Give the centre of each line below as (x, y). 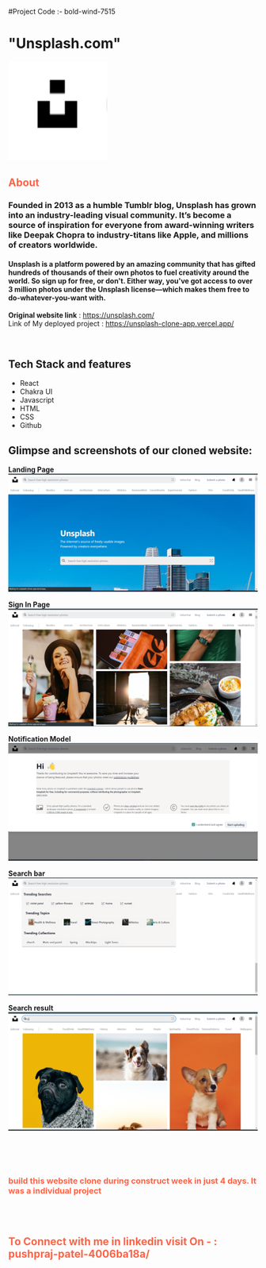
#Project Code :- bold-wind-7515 (62, 12)
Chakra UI (36, 391)
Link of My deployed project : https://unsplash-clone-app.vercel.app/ (121, 324)
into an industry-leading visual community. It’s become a (120, 215)
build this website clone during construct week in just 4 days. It (133, 1181)
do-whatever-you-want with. (57, 298)
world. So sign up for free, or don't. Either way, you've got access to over (131, 280)
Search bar (27, 873)
